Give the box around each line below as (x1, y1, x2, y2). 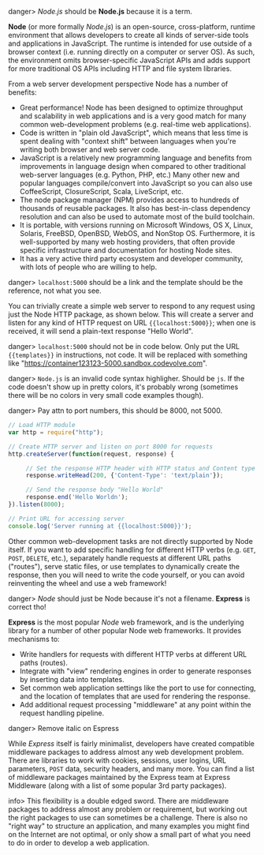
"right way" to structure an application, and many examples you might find (8, 821, 250, 831)
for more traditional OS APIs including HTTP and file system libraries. (8, 64, 232, 73)
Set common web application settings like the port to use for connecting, (19, 683, 256, 692)
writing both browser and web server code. (19, 145, 161, 154)
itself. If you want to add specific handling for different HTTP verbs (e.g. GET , (8, 545, 256, 554)
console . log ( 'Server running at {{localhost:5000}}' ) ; (8, 522, 192, 530)
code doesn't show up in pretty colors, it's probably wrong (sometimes (8, 382, 239, 392)
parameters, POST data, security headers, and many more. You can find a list (8, 763, 255, 773)
